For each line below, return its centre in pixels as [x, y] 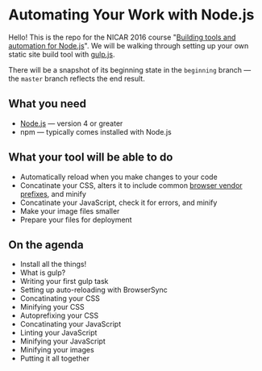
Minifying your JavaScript [63, 341]
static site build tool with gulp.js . [62, 54]
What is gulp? [43, 273]
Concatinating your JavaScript [71, 324]
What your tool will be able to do [91, 158]
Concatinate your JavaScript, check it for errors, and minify [119, 202]
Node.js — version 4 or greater [71, 123]
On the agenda [46, 245]
